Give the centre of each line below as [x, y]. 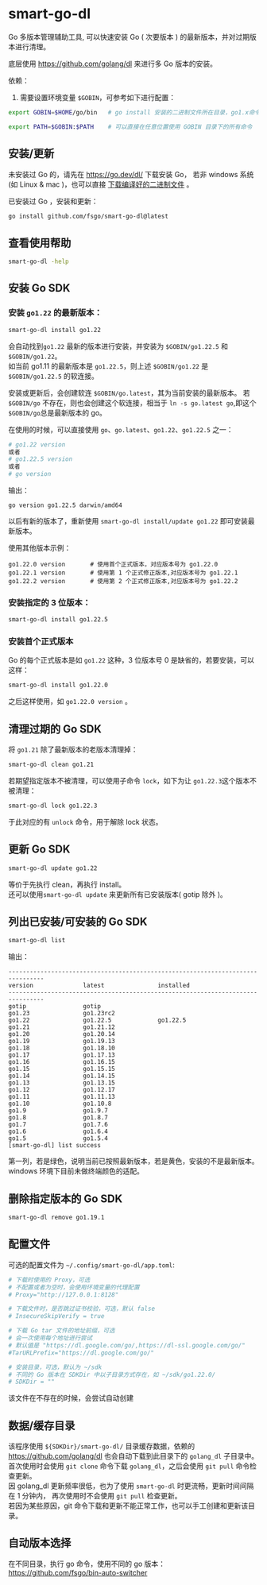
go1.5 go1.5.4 [58, 1138]
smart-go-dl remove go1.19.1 [56, 1218]
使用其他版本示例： [40, 548]
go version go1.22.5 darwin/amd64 [66, 505]
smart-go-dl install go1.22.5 [58, 620]
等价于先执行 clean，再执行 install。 [67, 884]
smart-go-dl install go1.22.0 [58, 685]
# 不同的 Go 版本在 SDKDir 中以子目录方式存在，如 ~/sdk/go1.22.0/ [112, 1374]
